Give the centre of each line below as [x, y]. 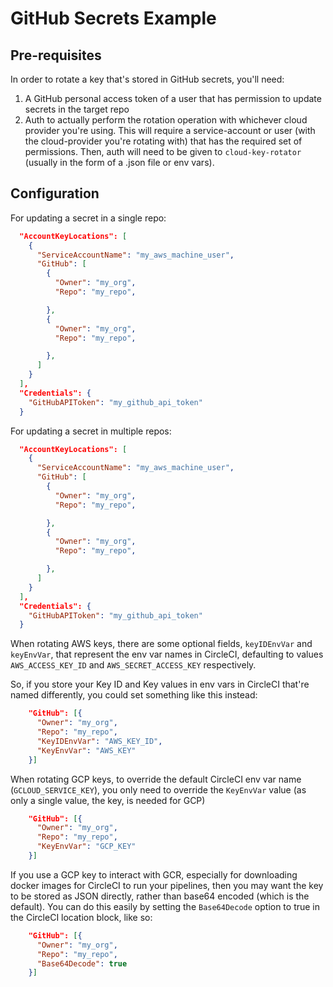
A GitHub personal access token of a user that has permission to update [173, 98]
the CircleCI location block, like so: [81, 917]
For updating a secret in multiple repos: [91, 431]
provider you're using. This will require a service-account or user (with [170, 130]
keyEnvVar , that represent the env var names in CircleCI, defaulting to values [167, 654]
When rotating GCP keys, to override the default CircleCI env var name [156, 779]
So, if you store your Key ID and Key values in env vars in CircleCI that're [160, 684]
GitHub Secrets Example [113, 18]
